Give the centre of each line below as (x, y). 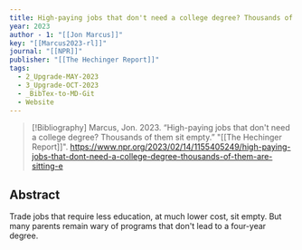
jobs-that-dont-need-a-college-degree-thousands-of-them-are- (152, 157)
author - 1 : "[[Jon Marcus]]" (66, 34)
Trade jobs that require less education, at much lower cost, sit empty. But (146, 216)
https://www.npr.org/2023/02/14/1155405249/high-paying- (180, 147)
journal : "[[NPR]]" (46, 52)
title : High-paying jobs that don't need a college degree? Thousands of (151, 18)
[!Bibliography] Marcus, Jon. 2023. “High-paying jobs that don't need (161, 128)
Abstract (35, 194)
